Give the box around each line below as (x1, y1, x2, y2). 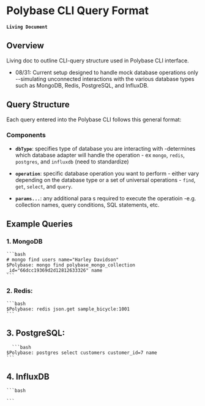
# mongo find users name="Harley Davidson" (6, 257, 119, 263)
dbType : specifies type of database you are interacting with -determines (15, 145, 196, 152)
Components (6, 131, 46, 140)
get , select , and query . (15, 182, 73, 190)
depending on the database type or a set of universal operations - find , (15, 176, 196, 184)
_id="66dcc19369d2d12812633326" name (6, 267, 103, 273)
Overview (6, 40, 45, 51)
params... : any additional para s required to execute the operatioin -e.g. (15, 194, 196, 202)
